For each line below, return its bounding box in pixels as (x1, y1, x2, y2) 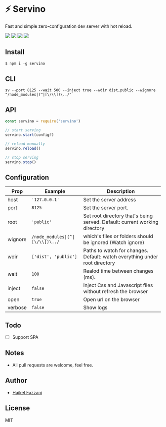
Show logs (83, 304, 108, 311)
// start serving (5, 128, 41, 133)
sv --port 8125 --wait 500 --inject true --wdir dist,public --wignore (5, 88, 156, 93)
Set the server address (83, 196, 136, 203)
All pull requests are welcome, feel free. (12, 362, 93, 368)
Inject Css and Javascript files (83, 282, 153, 289)
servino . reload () (5, 146, 41, 151)
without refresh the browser (83, 288, 148, 295)
